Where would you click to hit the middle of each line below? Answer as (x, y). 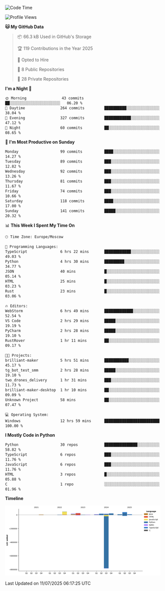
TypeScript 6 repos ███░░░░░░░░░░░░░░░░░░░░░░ (82, 455)
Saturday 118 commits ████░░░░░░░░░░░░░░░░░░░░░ (82, 201)
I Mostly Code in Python (30, 435)
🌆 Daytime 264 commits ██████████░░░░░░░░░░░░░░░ (82, 108)
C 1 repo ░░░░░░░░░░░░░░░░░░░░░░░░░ (82, 484)
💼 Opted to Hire (33, 60)
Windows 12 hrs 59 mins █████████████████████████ (82, 421)
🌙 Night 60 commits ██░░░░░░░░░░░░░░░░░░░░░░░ (82, 128)
